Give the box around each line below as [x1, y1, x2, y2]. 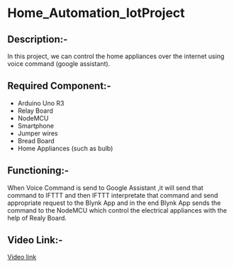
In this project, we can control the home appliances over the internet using [7, 52, 225, 60]
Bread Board [17, 136, 55, 145]
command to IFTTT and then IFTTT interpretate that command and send [7, 191, 218, 199]
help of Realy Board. [7, 213, 67, 222]
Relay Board [17, 106, 53, 115]
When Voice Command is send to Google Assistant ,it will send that [7, 183, 204, 192]
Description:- [7, 33, 68, 45]
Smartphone [17, 121, 55, 130]
